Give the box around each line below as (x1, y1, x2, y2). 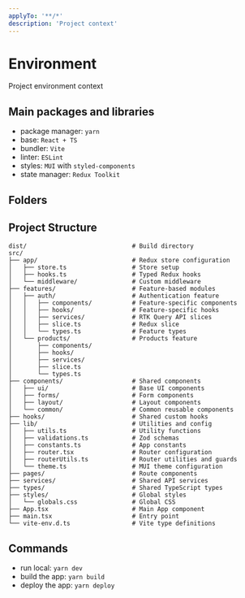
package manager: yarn (19, 127, 100, 136)
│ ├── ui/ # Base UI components (8, 384, 205, 392)
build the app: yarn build (19, 572, 105, 582)
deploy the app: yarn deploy (19, 580, 115, 590)
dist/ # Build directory (8, 242, 195, 250)
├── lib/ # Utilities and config (8, 420, 213, 428)
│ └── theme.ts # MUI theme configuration (8, 462, 223, 471)
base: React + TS (19, 135, 78, 145)
